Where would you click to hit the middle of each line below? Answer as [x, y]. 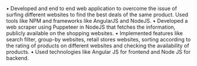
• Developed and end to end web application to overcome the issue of [92, 8]
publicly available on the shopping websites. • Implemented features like [95, 33]
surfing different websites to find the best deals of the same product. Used [97, 15]
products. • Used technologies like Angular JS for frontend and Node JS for [98, 52]
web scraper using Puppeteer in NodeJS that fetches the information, [91, 27]
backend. [17, 58]
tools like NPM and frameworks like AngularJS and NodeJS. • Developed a [97, 21]
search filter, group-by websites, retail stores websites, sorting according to [98, 39]
